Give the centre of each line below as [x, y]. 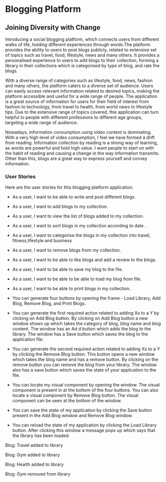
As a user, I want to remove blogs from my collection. [67, 250]
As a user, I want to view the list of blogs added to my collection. [78, 216]
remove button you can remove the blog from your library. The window [84, 365]
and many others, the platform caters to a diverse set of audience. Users [79, 86]
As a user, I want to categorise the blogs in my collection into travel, [81, 235]
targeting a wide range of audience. [42, 123]
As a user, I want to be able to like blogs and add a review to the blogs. [84, 260]
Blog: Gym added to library [33, 455]
